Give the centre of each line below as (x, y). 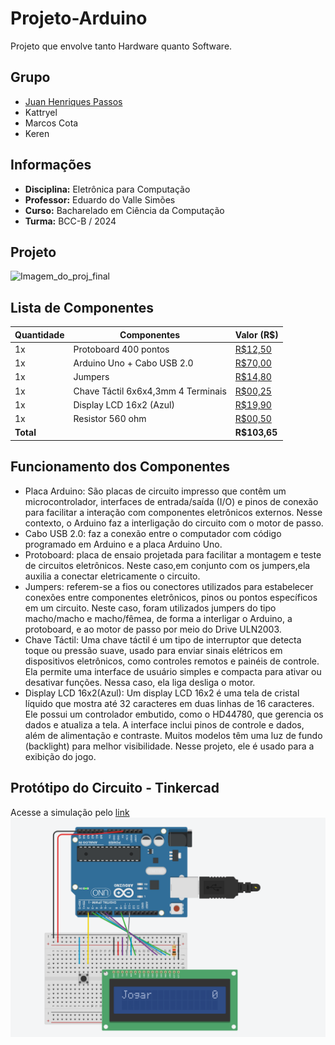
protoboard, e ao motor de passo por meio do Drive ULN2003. (153, 629)
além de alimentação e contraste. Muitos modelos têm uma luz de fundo (173, 735)
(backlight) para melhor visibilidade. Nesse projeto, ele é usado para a (169, 746)
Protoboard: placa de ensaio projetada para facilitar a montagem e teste (173, 554)
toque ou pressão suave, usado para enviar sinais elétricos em (153, 650)
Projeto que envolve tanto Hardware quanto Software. (121, 46)
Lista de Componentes (82, 307)
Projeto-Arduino (79, 18)
